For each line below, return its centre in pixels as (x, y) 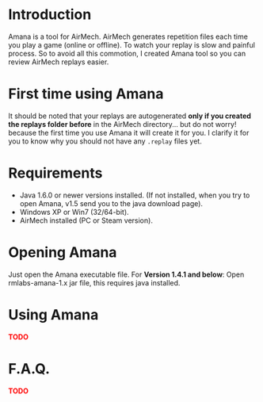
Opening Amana (63, 252)
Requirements (55, 173)
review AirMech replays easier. (59, 62)
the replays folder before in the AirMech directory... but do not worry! (122, 124)
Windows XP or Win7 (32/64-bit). (74, 212)
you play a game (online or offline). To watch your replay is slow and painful (132, 44)
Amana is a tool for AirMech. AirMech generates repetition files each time (128, 36)
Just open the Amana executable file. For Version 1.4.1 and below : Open (126, 274)
